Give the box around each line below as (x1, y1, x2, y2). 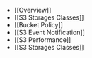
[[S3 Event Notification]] (13, 28, 85, 36)
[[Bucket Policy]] (13, 21, 64, 29)
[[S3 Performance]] (13, 36, 71, 44)
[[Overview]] (13, 6, 52, 14)
